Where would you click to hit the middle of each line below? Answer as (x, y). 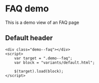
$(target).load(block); (39, 71)
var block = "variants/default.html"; (54, 63)
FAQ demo (27, 9)
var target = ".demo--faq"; (43, 58)
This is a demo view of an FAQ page (42, 22)
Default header (29, 38)
